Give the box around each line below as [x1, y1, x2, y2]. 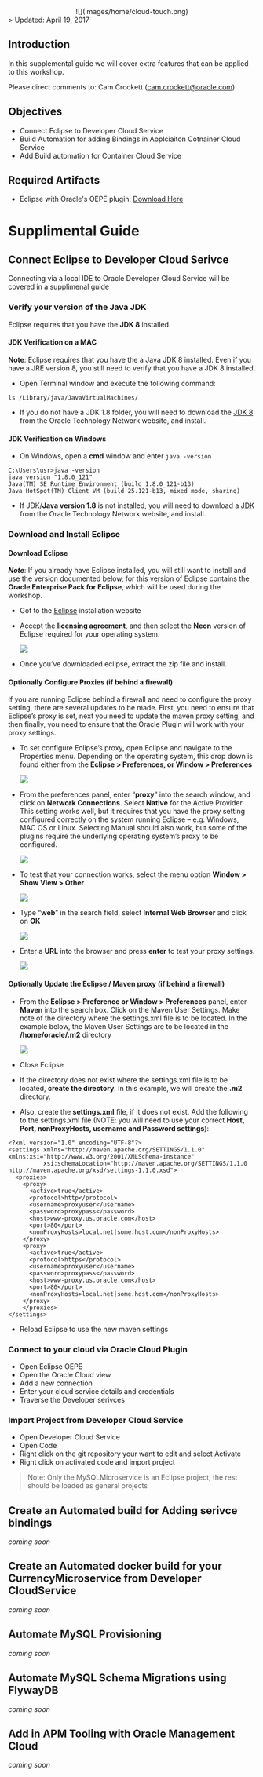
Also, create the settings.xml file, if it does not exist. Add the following [19, 1107, 249, 1116]
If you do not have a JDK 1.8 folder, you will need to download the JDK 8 [19, 407, 254, 417]
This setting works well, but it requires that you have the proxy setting [19, 807, 246, 816]
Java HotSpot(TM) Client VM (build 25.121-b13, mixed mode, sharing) [8, 487, 241, 495]
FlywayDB [8, 1684, 59, 1697]
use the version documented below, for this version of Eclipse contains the [8, 574, 250, 583]
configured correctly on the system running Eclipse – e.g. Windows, [19, 815, 239, 824]
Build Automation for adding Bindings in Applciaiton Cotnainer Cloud [19, 134, 241, 144]
